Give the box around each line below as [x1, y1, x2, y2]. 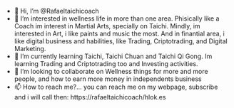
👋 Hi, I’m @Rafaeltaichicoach [14, 7, 100, 15]
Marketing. [14, 45, 46, 53]
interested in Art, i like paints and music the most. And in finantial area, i [14, 29, 225, 38]
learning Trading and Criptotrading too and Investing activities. [14, 60, 198, 67]
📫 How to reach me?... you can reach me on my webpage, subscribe [14, 82, 218, 91]
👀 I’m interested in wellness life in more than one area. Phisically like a [14, 14, 220, 23]
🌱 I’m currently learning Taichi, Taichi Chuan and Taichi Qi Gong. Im [14, 52, 213, 60]
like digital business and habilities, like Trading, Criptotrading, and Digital [14, 37, 228, 45]
